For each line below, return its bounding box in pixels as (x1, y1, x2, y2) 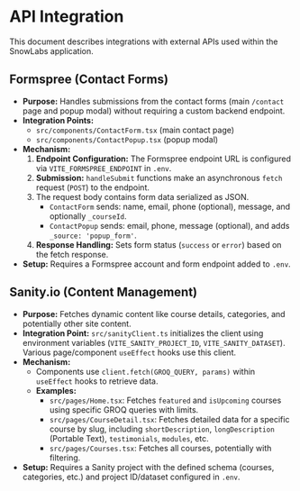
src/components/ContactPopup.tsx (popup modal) (35, 133, 219, 145)
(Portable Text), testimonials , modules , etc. (49, 432, 209, 443)
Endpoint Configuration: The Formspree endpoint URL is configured (35, 153, 291, 164)
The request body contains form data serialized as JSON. (35, 191, 250, 202)
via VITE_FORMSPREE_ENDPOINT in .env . (35, 162, 172, 173)
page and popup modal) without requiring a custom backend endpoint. (22, 105, 286, 116)
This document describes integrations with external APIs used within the (9, 36, 278, 47)
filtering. (49, 452, 81, 463)
